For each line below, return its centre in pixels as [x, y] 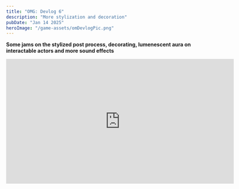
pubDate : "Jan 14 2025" [35, 22]
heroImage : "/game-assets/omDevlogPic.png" [60, 28]
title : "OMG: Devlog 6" [35, 11]
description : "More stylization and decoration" [67, 17]
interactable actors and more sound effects [60, 51]
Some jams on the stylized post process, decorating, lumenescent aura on [99, 45]
